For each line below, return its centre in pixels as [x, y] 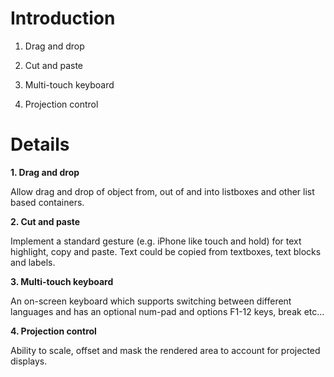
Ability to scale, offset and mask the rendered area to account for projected [165, 350]
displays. [29, 361]
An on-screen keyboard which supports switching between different [151, 301]
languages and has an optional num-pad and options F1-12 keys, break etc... [167, 311]
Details [40, 144]
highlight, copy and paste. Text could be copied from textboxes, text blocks [166, 251]
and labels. [33, 262]
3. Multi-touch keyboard [62, 281]
